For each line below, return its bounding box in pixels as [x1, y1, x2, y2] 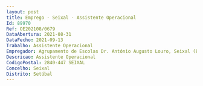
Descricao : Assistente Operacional [6, 54, 96, 60]
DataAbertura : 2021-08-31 [6, 31, 71, 38]
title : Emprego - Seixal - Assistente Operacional [6, 15, 137, 21]
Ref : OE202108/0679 [6, 25, 56, 32]
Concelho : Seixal [6, 65, 50, 71]
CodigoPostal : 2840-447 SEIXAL [6, 59, 85, 65]
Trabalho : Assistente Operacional [6, 43, 94, 49]
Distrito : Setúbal [6, 71, 53, 77]
